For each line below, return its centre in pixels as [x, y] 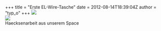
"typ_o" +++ [18, 13]
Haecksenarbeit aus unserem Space [42, 23]
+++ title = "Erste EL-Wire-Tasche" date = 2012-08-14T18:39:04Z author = [81, 7]
